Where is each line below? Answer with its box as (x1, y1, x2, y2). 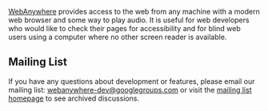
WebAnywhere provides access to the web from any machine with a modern (8, 7, 260, 16)
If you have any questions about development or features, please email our (8, 76, 255, 86)
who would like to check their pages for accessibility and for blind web (8, 24, 242, 33)
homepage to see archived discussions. (8, 93, 140, 103)
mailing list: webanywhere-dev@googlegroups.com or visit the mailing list (8, 85, 252, 94)
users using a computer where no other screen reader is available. (8, 32, 227, 42)
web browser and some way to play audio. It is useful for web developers (8, 15, 250, 25)
